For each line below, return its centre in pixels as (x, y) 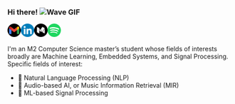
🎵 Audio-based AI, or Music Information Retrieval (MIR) (98, 85)
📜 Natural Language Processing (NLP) (73, 78)
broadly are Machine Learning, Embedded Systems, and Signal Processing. (118, 56)
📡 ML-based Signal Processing (63, 93)
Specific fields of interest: (45, 64)
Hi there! (23, 12)
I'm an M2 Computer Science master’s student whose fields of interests (112, 49)
